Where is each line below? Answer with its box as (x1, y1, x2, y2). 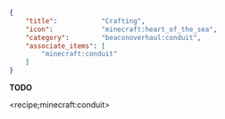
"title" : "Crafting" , (25, 16, 146, 26)
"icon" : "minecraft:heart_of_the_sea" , (25, 25, 218, 34)
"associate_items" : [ (25, 41, 105, 51)
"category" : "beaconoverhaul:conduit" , (25, 33, 202, 42)
